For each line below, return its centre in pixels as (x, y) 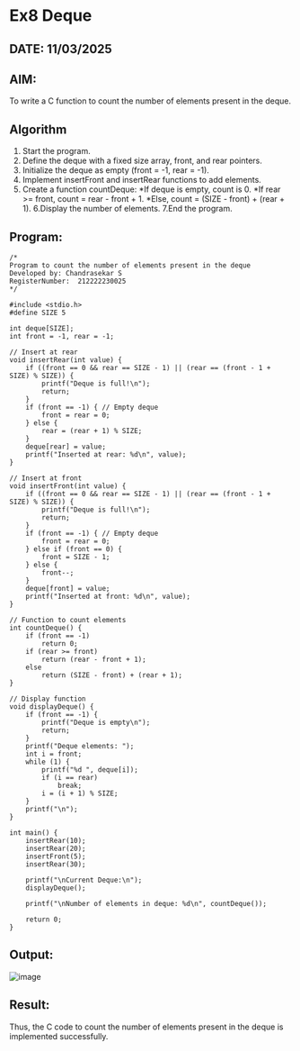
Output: (31, 955)
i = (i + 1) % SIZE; (80, 793)
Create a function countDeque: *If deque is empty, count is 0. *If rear (151, 189)
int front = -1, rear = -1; (62, 337)
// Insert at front (46, 478)
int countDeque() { (46, 628)
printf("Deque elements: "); (80, 747)
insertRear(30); (56, 865)
